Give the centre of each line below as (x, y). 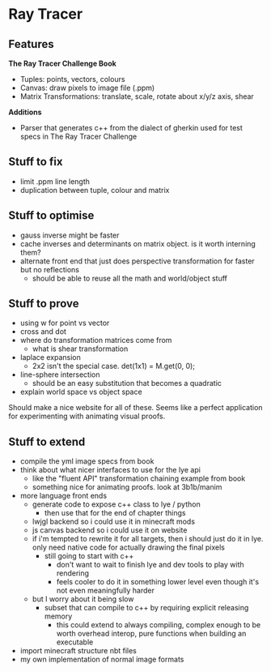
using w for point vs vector (65, 323)
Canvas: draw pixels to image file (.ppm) (87, 88)
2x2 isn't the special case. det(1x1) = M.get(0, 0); (114, 366)
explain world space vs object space (81, 392)
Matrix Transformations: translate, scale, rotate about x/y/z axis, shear (137, 96)
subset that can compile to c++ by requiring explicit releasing (146, 608)
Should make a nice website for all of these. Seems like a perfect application (135, 408)
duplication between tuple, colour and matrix (95, 190)
